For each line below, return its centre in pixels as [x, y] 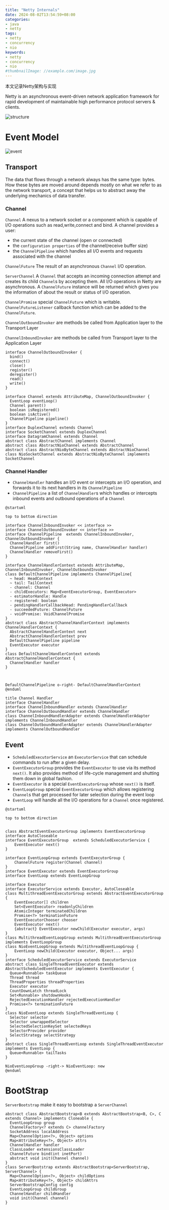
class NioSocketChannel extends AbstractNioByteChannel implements [78, 454]
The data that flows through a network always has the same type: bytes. [80, 179]
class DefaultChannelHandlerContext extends [53, 654]
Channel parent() [28, 406]
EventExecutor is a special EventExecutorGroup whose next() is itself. [84, 784]
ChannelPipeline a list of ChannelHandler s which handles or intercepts [85, 493]
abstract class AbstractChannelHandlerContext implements [67, 623]
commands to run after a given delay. [51, 762]
